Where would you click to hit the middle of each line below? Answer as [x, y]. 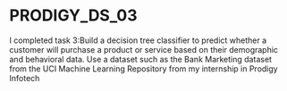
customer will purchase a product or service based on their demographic [144, 49]
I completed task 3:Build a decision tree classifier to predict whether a [138, 40]
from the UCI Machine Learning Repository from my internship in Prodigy [144, 69]
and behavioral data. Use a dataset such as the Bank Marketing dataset [141, 59]
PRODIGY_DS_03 [73, 16]
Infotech [25, 78]
